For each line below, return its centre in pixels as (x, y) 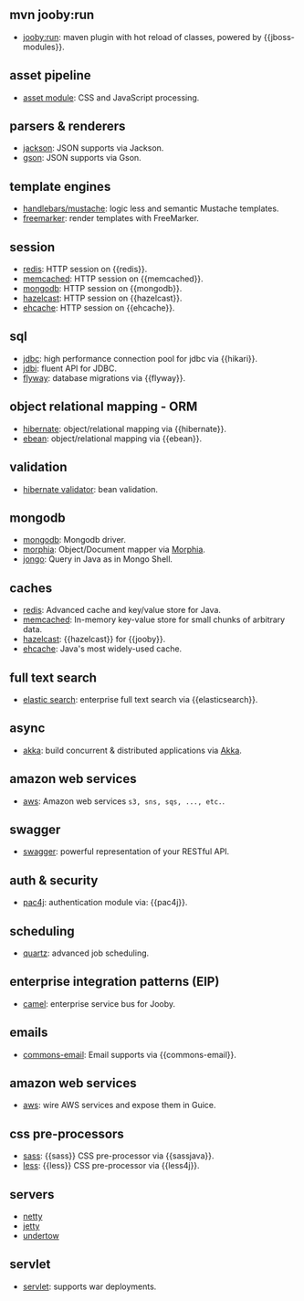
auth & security (54, 880)
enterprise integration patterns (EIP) (115, 982)
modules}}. (44, 47)
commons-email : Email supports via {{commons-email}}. (130, 1054)
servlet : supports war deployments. (89, 1286)
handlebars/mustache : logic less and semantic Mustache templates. (151, 208)
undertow (41, 1236)
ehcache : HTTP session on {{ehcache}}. (99, 308)
